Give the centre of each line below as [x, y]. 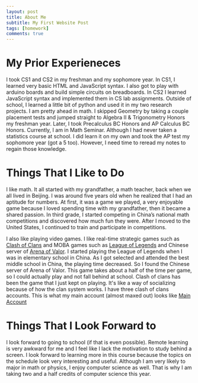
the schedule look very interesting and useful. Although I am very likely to [96, 361]
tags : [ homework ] [28, 28]
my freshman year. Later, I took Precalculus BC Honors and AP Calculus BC [98, 124]
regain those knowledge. [36, 149]
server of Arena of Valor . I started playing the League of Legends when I [94, 251]
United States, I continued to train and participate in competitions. [87, 227]
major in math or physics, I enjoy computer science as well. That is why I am [99, 367]
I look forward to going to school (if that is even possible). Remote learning [97, 342]
